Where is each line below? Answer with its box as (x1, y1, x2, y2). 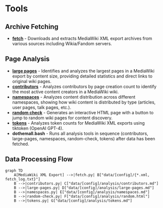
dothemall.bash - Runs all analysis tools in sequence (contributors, (12, 130, 148, 136)
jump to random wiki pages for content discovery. (12, 115, 113, 121)
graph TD (5, 168, 23, 173)
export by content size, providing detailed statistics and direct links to (12, 73, 153, 79)
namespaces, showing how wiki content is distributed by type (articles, (12, 99, 156, 105)
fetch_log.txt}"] (5, 177, 41, 182)
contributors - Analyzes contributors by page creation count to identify (12, 83, 157, 89)
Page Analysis (5, 55, 50, 63)
